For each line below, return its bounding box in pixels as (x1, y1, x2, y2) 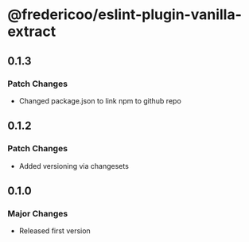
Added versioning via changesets (18, 161, 129, 170)
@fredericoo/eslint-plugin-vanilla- (7, 6, 242, 24)
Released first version (18, 226, 91, 236)
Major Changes (7, 208, 68, 219)
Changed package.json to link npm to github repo (18, 96, 182, 105)
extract (7, 22, 56, 41)
